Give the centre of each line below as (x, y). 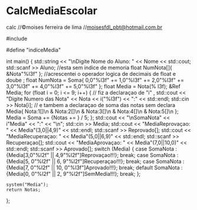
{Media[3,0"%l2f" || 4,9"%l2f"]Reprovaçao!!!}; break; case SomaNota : (92, 155)
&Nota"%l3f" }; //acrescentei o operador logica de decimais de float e (91, 74)
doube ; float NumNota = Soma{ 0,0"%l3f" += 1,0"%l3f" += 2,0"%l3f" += (95, 80)
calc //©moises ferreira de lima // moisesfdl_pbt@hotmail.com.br (84, 27)
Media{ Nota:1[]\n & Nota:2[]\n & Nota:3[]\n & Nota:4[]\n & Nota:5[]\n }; (92, 111)
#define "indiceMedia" (34, 50)
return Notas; (24, 189)
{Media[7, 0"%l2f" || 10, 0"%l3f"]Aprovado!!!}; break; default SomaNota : (94, 167)
